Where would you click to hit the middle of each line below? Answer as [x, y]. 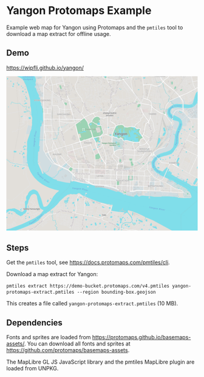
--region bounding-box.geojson [116, 292]
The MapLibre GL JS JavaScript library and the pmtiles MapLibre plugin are [100, 362]
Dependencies [34, 323]
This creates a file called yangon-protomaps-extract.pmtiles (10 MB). [92, 303]
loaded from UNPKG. [32, 368]
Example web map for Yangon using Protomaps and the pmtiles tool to [95, 27]
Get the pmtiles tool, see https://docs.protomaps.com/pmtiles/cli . [88, 263]
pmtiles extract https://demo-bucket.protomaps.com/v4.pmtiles [88, 286]
